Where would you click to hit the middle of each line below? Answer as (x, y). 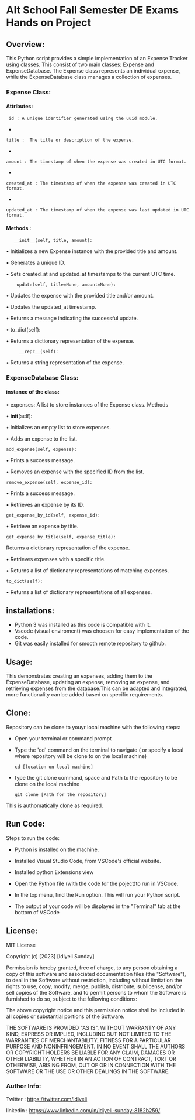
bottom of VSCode (37, 912)
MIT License (21, 945)
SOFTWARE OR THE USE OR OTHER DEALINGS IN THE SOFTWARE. (88, 1071)
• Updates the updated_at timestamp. (51, 307)
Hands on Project (49, 23)
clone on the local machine (47, 784)
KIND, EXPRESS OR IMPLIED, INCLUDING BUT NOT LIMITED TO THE (89, 1034)
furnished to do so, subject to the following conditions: (72, 999)
